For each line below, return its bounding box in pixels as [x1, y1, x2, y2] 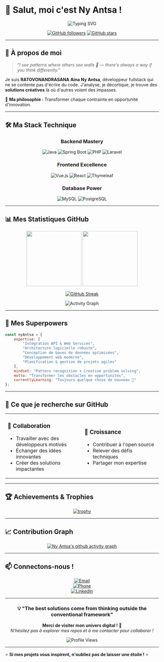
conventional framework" [51, 611, 113, 618]
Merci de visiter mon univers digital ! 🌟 [42, 622, 122, 628]
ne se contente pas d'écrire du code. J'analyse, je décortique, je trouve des [5, 82, 158, 88]
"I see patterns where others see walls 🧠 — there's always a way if [17, 62, 152, 68]
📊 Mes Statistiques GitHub [5, 215, 89, 224]
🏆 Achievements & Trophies [5, 493, 94, 501]
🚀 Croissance [84, 428, 122, 436]
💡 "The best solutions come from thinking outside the [17, 605, 147, 612]
